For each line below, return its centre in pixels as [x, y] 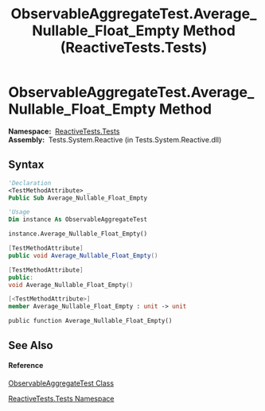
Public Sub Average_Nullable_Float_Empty [78, 198]
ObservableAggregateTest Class [61, 383]
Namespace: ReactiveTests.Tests [64, 131]
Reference [26, 366]
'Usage [19, 212]
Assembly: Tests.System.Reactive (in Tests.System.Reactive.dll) [115, 139]
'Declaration [30, 183]
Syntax [26, 165]
